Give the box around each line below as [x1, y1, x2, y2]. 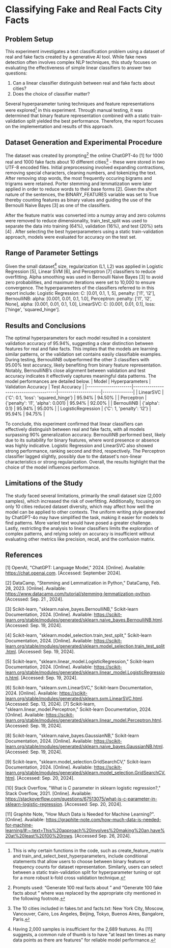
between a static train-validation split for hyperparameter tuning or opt [12, 869, 161, 875]
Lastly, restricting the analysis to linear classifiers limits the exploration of [5, 525, 159, 531]
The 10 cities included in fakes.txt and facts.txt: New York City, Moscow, [12, 905, 164, 911]
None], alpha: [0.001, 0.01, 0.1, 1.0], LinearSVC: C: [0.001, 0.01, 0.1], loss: [5, 301, 156, 307]
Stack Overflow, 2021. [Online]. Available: [5, 790, 92, 796]
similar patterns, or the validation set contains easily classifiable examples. [5, 351, 162, 357]
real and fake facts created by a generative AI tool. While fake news [5, 54, 147, 60]
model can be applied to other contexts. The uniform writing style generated [5, 508, 165, 515]
